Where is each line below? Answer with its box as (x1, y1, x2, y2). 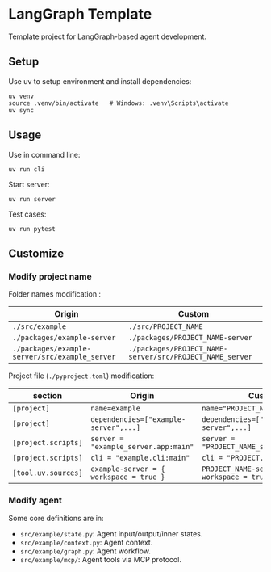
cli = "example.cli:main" (90, 453, 190, 463)
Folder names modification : (8, 289, 102, 299)
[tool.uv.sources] (12, 469, 83, 477)
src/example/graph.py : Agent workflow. (19, 546, 152, 556)
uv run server (8, 195, 56, 203)
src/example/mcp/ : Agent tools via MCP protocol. (19, 554, 181, 564)
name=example (90, 404, 141, 413)
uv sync (8, 106, 35, 114)
